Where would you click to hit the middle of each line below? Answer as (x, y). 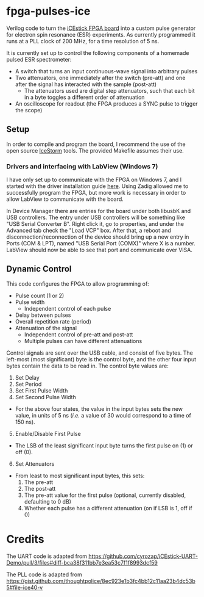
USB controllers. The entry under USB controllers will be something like (96, 217)
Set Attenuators (35, 464)
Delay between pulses (43, 315)
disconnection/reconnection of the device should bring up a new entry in (98, 237)
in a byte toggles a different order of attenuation (84, 97)
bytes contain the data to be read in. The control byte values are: (87, 366)
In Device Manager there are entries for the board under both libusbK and (99, 211)
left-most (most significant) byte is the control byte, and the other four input (101, 359)
